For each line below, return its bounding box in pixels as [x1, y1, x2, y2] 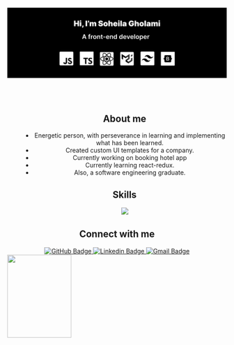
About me [102, 112, 147, 124]
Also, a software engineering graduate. [74, 168, 186, 177]
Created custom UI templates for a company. [65, 146, 194, 154]
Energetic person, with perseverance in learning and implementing [34, 131, 226, 140]
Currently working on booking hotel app [72, 154, 187, 162]
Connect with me [79, 228, 155, 240]
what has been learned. [96, 139, 164, 147]
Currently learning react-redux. [85, 161, 175, 170]
